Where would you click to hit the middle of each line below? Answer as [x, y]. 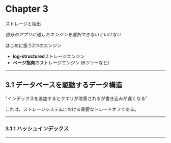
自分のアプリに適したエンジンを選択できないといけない [63, 34]
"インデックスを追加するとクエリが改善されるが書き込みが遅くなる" [76, 98]
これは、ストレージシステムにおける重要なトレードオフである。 [72, 109]
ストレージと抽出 [23, 23]
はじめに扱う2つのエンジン [34, 45]
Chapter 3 [27, 9]
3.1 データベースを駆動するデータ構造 [64, 85]
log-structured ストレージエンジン [49, 56]
